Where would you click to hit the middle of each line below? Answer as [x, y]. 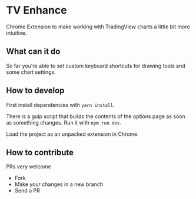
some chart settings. [31, 72]
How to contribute [40, 152]
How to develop [35, 91]
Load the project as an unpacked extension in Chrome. [73, 134]
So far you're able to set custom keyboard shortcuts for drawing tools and [96, 66]
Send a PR [27, 191]
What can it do [33, 52]
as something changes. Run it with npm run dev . [64, 122]
